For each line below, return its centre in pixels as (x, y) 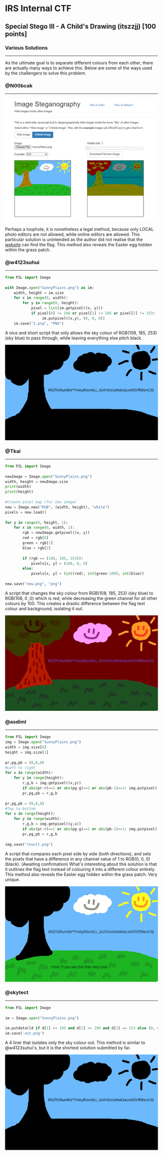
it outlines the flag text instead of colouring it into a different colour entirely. (80, 869)
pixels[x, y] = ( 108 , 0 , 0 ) (59, 563)
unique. (13, 879)
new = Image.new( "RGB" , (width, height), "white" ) (57, 507)
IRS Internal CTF (38, 8)
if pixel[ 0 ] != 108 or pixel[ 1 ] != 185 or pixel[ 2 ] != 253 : (93, 313)
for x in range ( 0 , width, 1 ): (44, 528)
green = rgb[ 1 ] (38, 543)
